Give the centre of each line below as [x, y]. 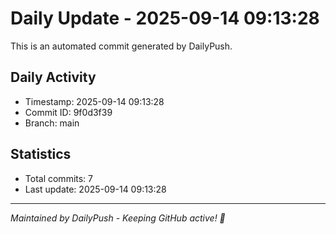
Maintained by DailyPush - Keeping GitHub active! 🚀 [118, 218]
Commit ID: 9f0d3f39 [68, 112]
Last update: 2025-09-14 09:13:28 [95, 189]
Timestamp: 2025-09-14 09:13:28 [94, 101]
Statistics [41, 154]
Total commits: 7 [59, 178]
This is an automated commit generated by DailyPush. [121, 46]
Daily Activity [53, 77]
